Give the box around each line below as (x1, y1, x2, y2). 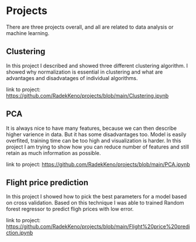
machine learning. (6, 29, 50, 36)
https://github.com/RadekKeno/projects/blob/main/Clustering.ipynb (6, 92, 169, 99)
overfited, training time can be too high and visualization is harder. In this (6, 137, 181, 144)
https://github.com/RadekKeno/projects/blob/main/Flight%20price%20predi (6, 223, 190, 230)
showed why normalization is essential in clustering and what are (6, 68, 163, 75)
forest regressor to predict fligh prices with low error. (6, 206, 134, 213)
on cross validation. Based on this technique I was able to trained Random (6, 199, 184, 206)
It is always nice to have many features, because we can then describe (6, 125, 177, 132)
